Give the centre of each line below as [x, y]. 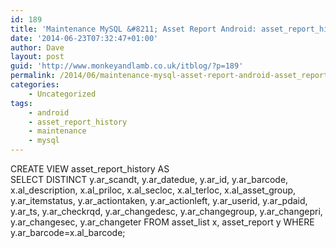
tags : [21, 103]
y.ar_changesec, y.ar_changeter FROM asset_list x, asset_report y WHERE [162, 222]
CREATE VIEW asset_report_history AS [90, 169]
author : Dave [37, 47]
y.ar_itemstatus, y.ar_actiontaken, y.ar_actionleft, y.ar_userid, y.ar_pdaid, [159, 200]
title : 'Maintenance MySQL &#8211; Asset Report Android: [133, 29]
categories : [35, 85]
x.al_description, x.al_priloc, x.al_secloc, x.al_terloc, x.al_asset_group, [153, 190]
